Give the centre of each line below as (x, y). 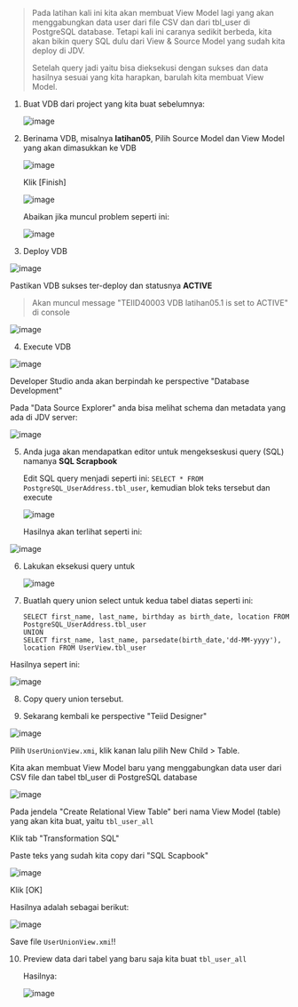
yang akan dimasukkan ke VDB (79, 148)
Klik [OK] (27, 890)
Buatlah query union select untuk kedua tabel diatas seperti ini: (138, 600)
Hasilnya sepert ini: (45, 664)
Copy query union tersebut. (73, 699)
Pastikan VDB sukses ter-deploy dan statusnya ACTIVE (111, 285)
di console (51, 312)
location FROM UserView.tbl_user (85, 648)
